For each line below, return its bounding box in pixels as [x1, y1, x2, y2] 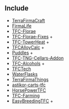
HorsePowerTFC [11, 87, 46, 93]
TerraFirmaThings [11, 76, 48, 82]
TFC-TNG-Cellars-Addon [11, 55, 64, 61]
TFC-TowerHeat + [11, 39, 49, 45]
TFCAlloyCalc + [11, 44, 44, 50]
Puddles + [11, 49, 33, 56]
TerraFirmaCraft [11, 17, 45, 23]
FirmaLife [11, 23, 32, 29]
